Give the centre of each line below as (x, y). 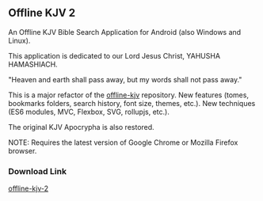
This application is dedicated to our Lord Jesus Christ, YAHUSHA (114, 55)
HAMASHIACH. (33, 64)
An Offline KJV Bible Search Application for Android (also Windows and (125, 32)
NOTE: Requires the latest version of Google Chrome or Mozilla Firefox (123, 142)
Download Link (38, 171)
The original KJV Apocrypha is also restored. (81, 127)
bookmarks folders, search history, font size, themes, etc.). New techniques (132, 103)
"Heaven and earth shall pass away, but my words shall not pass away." (125, 79)
